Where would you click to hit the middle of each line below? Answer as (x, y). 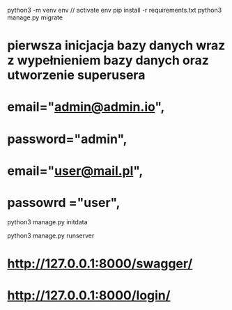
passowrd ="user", (64, 202)
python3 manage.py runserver (51, 235)
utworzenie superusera (76, 75)
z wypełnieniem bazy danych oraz (108, 60)
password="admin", (67, 139)
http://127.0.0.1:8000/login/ (89, 296)
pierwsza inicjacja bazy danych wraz (116, 46)
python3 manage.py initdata (48, 222)
